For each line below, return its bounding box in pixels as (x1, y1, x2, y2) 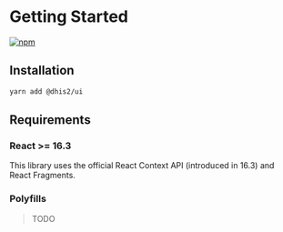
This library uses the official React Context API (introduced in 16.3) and (9, 160, 275, 171)
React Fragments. (9, 170, 76, 181)
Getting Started (9, 6, 129, 27)
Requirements (9, 112, 91, 128)
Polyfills (9, 193, 47, 206)
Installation (9, 63, 75, 78)
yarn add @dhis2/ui (9, 86, 84, 96)
